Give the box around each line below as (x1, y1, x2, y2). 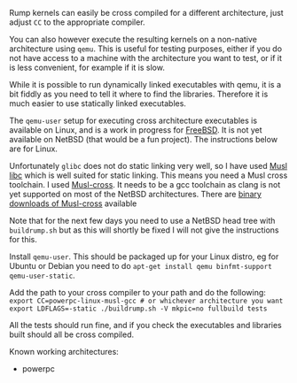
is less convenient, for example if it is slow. (9, 62, 166, 73)
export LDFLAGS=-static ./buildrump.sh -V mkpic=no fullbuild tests (9, 304, 268, 313)
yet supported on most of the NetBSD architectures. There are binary (9, 189, 262, 199)
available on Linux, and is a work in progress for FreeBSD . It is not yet (9, 125, 263, 135)
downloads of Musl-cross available (9, 198, 137, 209)
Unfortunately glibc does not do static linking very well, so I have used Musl (9, 161, 288, 171)
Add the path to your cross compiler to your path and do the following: (9, 287, 266, 297)
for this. (9, 234, 38, 244)
